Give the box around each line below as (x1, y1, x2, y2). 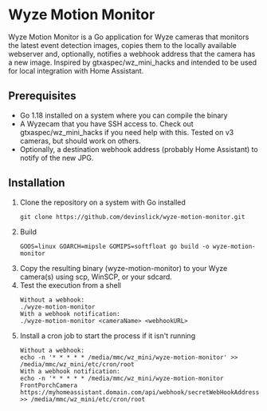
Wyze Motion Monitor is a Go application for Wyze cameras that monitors (8, 32, 249, 42)
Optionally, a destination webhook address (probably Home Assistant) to (19, 144, 258, 154)
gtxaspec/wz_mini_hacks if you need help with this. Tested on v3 (19, 127, 234, 137)
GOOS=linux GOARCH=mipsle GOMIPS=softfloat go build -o (19, 242, 210, 250)
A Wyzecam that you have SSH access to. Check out (19, 118, 194, 129)
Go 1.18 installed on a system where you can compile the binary (19, 110, 229, 120)
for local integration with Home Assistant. (8, 66, 144, 75)
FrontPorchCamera (19, 381, 78, 389)
